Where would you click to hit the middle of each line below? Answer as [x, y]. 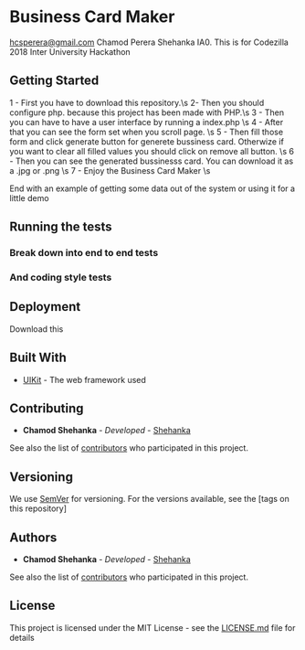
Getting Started [54, 81]
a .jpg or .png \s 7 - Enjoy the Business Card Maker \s [110, 170]
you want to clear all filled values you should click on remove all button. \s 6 [152, 151]
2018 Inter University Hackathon [70, 51]
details [22, 637]
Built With [38, 358]
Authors [33, 537]
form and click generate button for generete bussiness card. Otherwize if [147, 141]
